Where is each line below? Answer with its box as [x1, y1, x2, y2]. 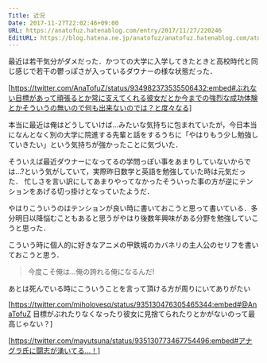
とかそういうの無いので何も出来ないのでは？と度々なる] [8, 103, 192, 113]
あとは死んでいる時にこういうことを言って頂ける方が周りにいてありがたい [8, 284, 251, 294]
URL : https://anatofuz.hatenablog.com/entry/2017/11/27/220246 [8, 26, 222, 34]
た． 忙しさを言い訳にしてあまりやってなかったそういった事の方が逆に [8, 176, 240, 187]
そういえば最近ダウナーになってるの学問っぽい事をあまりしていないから [8, 156, 245, 167]
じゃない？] [14, 319, 53, 329]
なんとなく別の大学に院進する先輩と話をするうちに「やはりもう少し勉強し [14, 130, 259, 140]
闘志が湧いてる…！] [35, 346, 101, 356]
